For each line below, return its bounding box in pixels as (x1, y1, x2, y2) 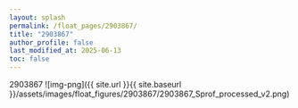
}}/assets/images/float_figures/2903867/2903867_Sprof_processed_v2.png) (9, 88, 290, 99)
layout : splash (9, 12, 66, 22)
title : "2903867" (9, 29, 74, 38)
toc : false (9, 54, 50, 63)
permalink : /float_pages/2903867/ (9, 21, 138, 30)
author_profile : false (9, 37, 94, 47)
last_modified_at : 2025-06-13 (9, 46, 122, 55)
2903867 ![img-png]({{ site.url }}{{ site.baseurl (9, 79, 182, 89)
